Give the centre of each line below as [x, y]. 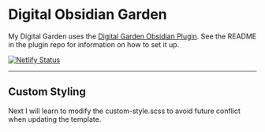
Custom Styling [47, 92]
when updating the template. [55, 119]
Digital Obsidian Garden [88, 15]
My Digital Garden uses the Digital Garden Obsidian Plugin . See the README [132, 36]
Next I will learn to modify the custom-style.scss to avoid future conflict [124, 111]
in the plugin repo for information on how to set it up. [94, 44]
